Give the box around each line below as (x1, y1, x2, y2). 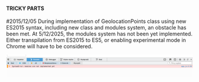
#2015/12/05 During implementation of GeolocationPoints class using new (6, 18, 187, 25)
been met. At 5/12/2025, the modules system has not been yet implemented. (6, 30, 192, 38)
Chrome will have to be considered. (6, 43, 93, 50)
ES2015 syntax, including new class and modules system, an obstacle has (6, 24, 187, 31)
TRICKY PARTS (6, 5, 44, 12)
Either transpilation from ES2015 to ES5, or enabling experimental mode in (6, 37, 187, 44)
